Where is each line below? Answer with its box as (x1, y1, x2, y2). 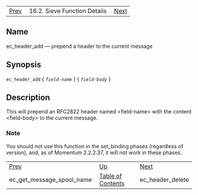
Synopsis (6, 60, 41, 70)
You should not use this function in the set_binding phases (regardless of (6, 142, 184, 149)
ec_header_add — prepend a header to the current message (6, 43, 153, 50)
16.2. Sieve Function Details (29, 7, 107, 15)
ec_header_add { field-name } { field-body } (6, 75, 111, 82)
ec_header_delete (139, 175, 189, 184)
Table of (99, 171, 122, 180)
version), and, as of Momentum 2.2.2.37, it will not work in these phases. (6, 149, 183, 156)
